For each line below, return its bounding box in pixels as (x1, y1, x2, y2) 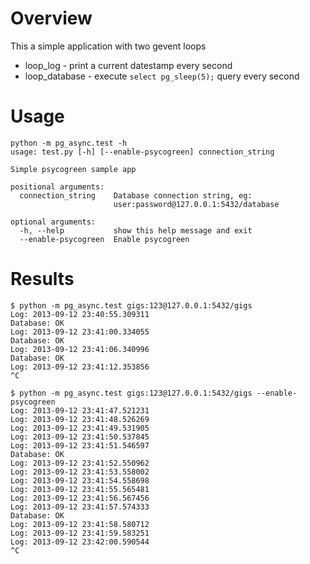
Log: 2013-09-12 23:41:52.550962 (10, 458, 150, 468)
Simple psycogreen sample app (10, 164, 137, 174)
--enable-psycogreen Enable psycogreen (19, 234, 190, 244)
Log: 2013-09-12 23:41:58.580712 (10, 519, 150, 529)
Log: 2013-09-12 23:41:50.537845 (10, 432, 150, 442)
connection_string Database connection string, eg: (19, 190, 253, 201)
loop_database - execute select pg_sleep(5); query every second (24, 70, 300, 82)
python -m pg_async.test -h (10, 138, 128, 148)
